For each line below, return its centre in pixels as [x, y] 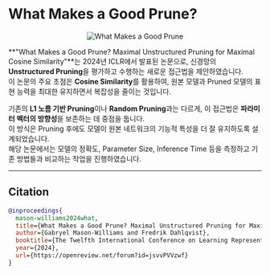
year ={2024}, [37, 248]
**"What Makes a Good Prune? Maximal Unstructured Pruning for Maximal [132, 51]
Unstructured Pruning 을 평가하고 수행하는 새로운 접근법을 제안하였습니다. [126, 71]
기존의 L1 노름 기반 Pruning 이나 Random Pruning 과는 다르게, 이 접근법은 [124, 108]
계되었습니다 [28, 138]
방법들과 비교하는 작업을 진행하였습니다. [79, 158]
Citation [29, 192]
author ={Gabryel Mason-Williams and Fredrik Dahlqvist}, [113, 233]
